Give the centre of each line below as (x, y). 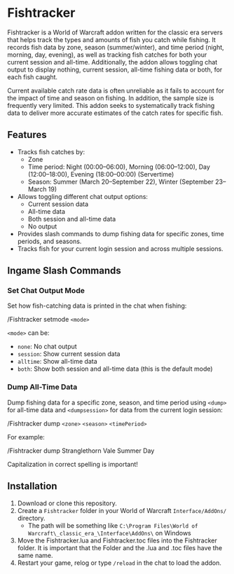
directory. (31, 518)
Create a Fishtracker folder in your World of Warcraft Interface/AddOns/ (122, 510)
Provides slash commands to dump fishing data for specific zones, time (121, 233)
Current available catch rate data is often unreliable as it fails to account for (116, 90)
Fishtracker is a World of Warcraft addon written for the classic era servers (115, 32)
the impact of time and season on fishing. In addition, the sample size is (111, 98)
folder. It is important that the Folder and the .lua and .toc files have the (120, 547)
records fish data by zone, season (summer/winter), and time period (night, (116, 47)
